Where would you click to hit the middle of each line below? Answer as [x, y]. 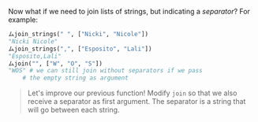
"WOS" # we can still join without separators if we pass [105, 71]
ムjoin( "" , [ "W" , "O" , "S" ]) [55, 63]
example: [23, 20]
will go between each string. [73, 110]
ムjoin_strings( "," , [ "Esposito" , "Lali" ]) [80, 49]
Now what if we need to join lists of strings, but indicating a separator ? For [129, 11]
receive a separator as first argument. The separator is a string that [136, 102]
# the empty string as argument [75, 78]
